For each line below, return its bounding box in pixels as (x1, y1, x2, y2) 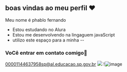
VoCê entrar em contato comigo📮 (5, 49, 88, 56)
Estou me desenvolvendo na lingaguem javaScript (12, 32, 116, 37)
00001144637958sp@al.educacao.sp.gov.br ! (5, 61, 105, 67)
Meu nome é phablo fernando (5, 17, 66, 23)
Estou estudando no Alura (12, 27, 66, 33)
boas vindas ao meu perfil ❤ (5, 4, 96, 12)
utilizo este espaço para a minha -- (12, 37, 85, 43)
